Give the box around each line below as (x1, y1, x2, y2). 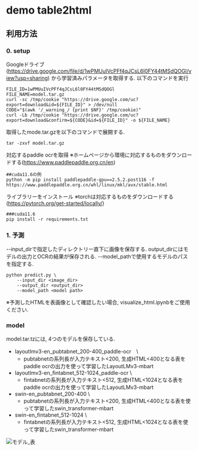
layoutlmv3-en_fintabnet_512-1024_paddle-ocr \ (14, 369, 132, 377)
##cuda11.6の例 (6, 171, 42, 177)
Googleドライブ (6, 60, 45, 68)
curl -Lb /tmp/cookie (6, 112, 60, 118)
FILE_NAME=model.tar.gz (6, 91, 65, 98)
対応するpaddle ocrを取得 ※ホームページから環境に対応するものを (6, 151, 167, 158)
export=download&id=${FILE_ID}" (6, 102, 86, 108)
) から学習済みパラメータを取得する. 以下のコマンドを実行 (47, 74, 189, 82)
